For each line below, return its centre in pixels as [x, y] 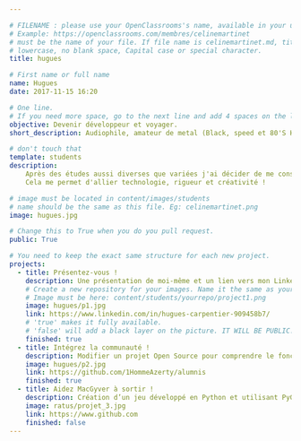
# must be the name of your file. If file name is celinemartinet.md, [144, 42]
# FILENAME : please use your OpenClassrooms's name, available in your [148, 25]
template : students [46, 158]
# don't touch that [46, 149]
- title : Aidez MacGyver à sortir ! [86, 389]
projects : [28, 264]
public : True [34, 240]
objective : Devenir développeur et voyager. [94, 125]
